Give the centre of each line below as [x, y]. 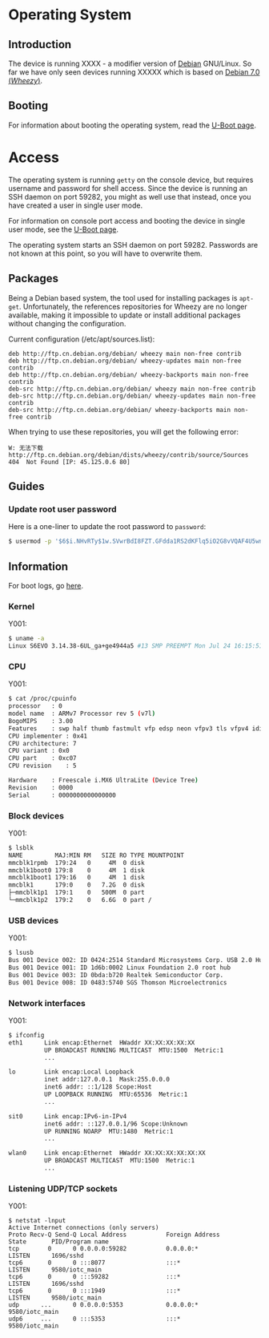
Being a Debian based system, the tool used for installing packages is [123, 297]
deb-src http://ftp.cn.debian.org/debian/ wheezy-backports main [119, 410]
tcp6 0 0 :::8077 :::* [94, 1263]
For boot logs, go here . [46, 585]
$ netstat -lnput [37, 1221]
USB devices [33, 920]
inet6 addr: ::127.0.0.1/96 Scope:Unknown [116, 1124]
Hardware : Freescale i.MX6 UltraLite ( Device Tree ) [103, 780]
